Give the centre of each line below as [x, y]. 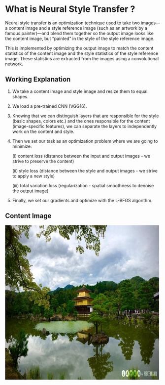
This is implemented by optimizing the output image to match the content [79, 48]
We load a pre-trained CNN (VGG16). [49, 106]
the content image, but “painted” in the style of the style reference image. [80, 39]
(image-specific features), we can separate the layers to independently [84, 126]
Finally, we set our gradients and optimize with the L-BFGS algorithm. [82, 200]
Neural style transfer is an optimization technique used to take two [73, 23]
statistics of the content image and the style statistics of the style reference [82, 53]
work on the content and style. [43, 131]
